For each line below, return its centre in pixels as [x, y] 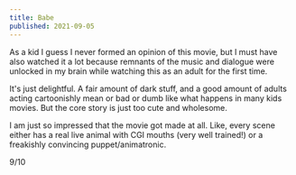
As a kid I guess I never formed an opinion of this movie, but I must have [143, 51]
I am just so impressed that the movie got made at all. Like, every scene [142, 125]
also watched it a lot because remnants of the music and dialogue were [142, 61]
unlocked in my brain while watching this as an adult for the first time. [139, 71]
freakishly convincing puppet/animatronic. [88, 144]
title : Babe [32, 18]
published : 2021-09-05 [52, 26]
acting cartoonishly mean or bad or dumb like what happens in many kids [146, 98]
